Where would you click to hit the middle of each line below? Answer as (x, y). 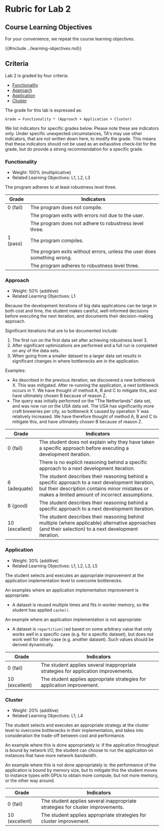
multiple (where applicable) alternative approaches (97, 523)
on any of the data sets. (36, 351)
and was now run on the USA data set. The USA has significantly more (83, 406)
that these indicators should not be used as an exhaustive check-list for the (81, 144)
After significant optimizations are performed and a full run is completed (85, 345)
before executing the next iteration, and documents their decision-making (79, 316)
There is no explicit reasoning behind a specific (93, 463)
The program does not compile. (66, 208)
